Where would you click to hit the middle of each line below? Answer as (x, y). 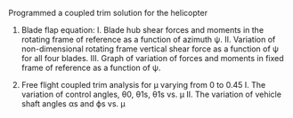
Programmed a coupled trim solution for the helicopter (108, 13)
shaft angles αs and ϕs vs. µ (73, 104)
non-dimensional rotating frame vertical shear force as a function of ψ (150, 49)
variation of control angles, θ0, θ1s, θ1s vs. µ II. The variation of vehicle (151, 94)
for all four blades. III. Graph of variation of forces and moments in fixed (152, 58)
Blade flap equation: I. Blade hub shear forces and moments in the (142, 30)
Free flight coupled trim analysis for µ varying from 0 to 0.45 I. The (143, 85)
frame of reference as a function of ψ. (91, 67)
